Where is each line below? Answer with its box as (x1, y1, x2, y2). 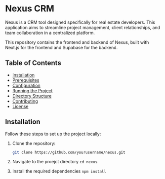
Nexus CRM (5, 3, 54, 14)
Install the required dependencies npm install (12, 168, 106, 174)
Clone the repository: (12, 140, 56, 146)
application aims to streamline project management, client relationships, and (5, 24, 161, 30)
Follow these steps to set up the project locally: (5, 131, 101, 137)
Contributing (12, 98, 38, 104)
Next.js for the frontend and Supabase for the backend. (5, 44, 118, 50)
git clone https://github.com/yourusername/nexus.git (12, 150, 125, 155)
